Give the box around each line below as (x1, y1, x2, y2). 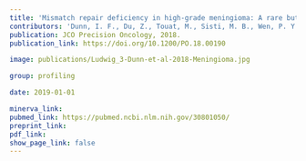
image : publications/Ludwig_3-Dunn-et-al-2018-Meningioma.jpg (9, 55, 250, 65)
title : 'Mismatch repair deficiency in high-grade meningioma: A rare (9, 13, 283, 23)
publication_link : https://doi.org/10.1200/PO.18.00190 (9, 38, 226, 48)
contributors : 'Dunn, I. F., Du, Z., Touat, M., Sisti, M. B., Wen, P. (9, 22, 287, 31)
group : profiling (9, 72, 76, 81)
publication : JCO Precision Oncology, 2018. (9, 30, 181, 39)
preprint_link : (9, 121, 67, 130)
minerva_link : (9, 105, 64, 114)
